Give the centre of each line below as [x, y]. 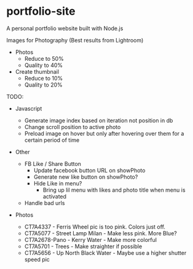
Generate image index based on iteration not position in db [99, 120]
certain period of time [52, 140]
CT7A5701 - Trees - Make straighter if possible [83, 246]
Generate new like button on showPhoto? [86, 177]
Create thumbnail [37, 71]
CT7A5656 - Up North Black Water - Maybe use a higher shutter [105, 252]
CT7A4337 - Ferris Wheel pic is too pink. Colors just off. [95, 227]
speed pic [37, 259]
